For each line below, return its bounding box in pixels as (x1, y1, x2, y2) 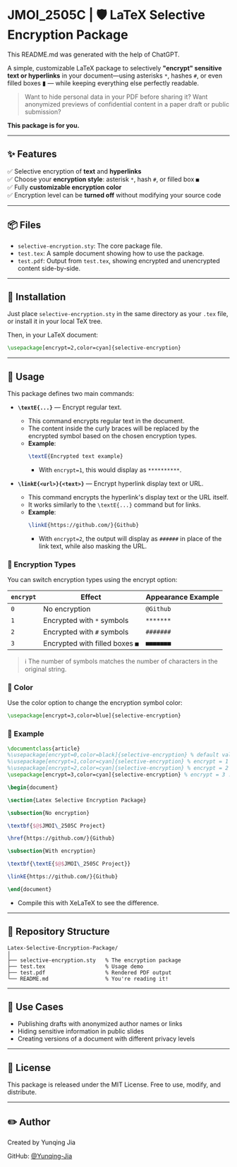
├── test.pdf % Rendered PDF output (7, 969, 172, 976)
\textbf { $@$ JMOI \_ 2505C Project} (7, 822, 106, 829)
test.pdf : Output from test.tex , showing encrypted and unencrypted (17, 256, 220, 265)
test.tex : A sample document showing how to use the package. (17, 249, 205, 258)
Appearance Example (145, 592, 220, 602)
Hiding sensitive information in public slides (17, 1027, 145, 1036)
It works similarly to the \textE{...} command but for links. (28, 500, 201, 509)
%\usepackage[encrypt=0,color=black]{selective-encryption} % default (7, 751, 219, 758)
